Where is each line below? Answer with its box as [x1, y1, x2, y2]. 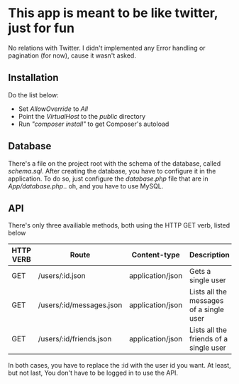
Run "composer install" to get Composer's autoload [18, 119, 169, 128]
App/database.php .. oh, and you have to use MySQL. [8, 181, 164, 190]
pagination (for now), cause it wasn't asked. [8, 51, 137, 60]
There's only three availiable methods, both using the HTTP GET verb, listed [8, 221, 230, 230]
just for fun [8, 20, 75, 36]
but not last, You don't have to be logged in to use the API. [8, 368, 178, 378]
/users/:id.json [38, 271, 86, 281]
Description [189, 250, 230, 260]
